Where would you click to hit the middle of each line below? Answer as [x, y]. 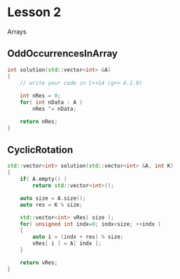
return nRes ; [39, 121]
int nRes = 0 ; [40, 96]
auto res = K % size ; [51, 205]
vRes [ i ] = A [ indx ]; [67, 244]
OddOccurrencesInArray [62, 54]
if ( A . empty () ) [44, 179]
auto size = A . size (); [53, 198]
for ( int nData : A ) [51, 102]
